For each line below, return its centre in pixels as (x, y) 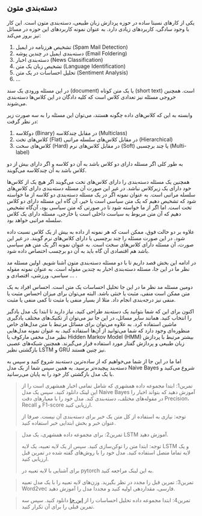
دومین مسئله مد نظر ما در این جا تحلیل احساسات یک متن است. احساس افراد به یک (100, 287)
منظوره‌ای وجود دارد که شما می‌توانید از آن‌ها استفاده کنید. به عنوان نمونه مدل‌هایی (98, 330)
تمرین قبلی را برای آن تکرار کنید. (58, 506)
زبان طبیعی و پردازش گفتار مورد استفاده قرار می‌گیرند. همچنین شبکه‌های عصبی (96, 343)
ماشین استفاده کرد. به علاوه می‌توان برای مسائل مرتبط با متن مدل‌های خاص (92, 324)
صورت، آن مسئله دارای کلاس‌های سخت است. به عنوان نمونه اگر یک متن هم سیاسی (100, 244)
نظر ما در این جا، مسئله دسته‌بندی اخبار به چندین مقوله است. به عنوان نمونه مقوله (98, 269)
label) (23, 152)
